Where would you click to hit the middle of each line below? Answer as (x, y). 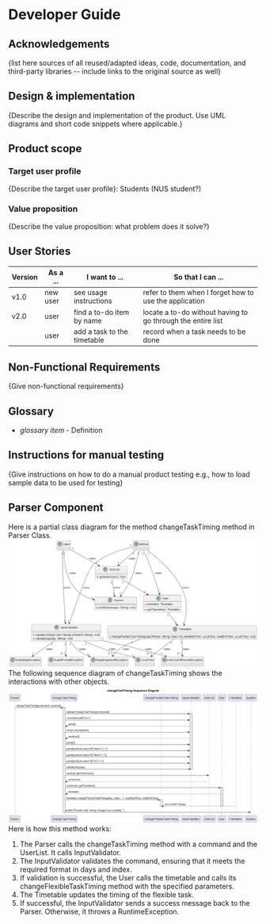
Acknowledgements (59, 44)
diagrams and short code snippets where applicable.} (95, 124)
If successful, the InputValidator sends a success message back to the (135, 903)
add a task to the (101, 332)
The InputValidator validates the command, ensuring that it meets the (132, 861)
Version (25, 277)
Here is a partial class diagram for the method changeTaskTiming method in (131, 527)
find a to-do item (102, 312)
